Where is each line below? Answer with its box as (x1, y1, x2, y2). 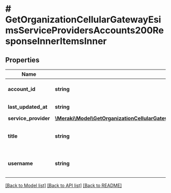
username (8, 160, 33, 167)
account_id (8, 86, 36, 92)
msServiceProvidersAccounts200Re (5, 25, 164, 36)
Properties (5, 55, 40, 64)
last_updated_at (8, 104, 47, 110)
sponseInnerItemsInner (5, 36, 107, 47)
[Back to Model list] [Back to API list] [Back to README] (5, 182, 122, 188)
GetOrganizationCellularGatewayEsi (5, 14, 161, 25)
